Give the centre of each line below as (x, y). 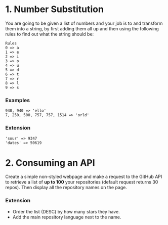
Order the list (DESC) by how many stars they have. (66, 211)
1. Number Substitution (54, 9)
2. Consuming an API (50, 163)
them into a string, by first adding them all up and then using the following (82, 28)
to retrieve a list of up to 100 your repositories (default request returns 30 (82, 182)
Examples (18, 100)
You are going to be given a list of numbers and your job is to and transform (84, 23)
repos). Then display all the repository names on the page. (66, 188)
